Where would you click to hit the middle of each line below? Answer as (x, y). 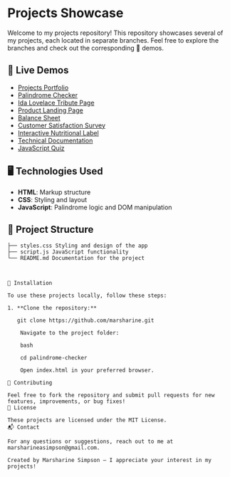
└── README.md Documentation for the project (76, 258)
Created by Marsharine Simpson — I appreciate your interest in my (110, 461)
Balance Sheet (39, 117)
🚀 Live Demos (38, 70)
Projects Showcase (66, 13)
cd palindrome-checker (54, 358)
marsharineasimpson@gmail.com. (54, 448)
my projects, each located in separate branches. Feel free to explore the (113, 40)
